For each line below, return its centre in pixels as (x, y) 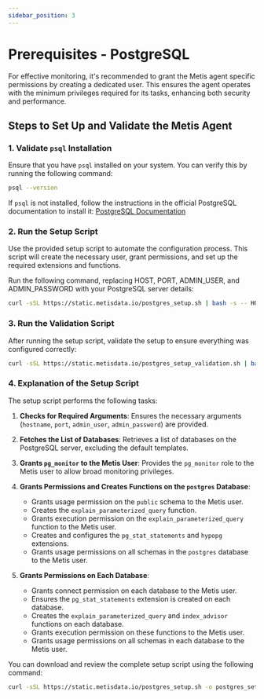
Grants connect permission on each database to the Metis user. (134, 591)
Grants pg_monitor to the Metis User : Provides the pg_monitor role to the (137, 463)
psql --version (33, 188)
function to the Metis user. (73, 526)
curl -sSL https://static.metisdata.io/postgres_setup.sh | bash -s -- (128, 303)
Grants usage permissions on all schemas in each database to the (138, 640)
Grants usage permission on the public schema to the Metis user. (137, 501)
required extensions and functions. (64, 265)
